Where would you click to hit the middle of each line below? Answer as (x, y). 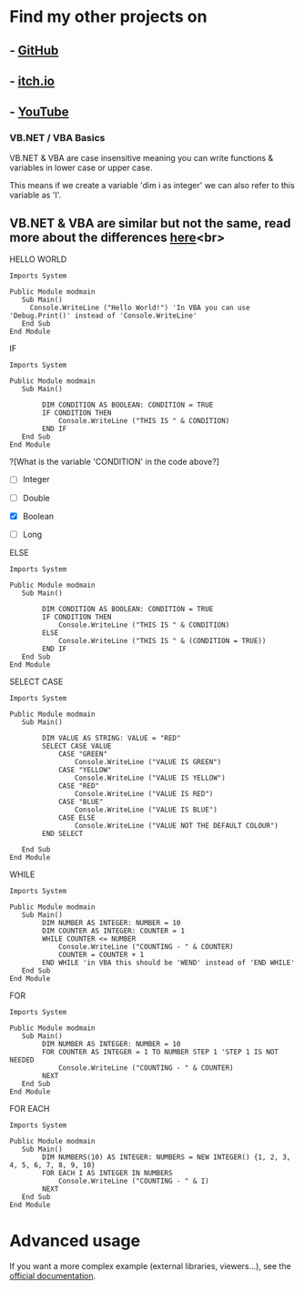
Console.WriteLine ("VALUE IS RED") (144, 793)
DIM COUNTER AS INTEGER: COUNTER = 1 (113, 931)
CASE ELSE (76, 817)
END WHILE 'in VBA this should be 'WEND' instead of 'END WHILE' (169, 962)
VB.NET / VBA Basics (57, 138)
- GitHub (34, 50)
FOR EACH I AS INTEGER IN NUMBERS (107, 1173)
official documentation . (53, 1275)
